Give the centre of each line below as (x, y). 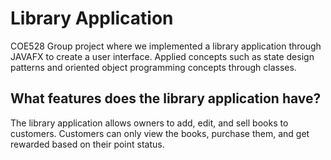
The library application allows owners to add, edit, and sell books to (149, 123)
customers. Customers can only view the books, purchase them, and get (160, 133)
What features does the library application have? (166, 98)
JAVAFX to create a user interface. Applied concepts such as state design (162, 56)
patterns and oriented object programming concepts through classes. (153, 67)
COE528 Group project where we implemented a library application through (166, 46)
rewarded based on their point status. (87, 144)
